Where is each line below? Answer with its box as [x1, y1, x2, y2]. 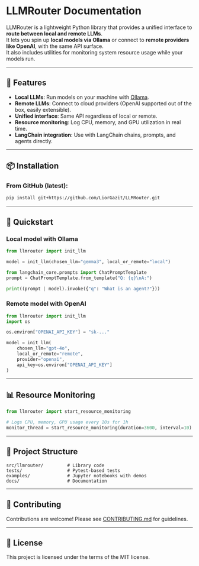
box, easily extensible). [14, 106, 71, 113]
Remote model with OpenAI [6, 300, 87, 308]
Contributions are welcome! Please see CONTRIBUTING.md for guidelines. [6, 515, 188, 522]
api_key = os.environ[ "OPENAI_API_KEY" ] [17, 362, 113, 368]
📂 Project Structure [6, 447, 78, 457]
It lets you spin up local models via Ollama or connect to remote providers [6, 36, 190, 43]
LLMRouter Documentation [6, 4, 142, 18]
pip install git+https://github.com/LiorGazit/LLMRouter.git [6, 195, 161, 201]
